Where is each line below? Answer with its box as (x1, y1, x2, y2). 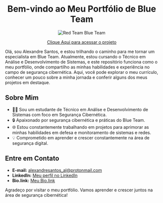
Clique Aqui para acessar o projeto (47, 39, 117, 45)
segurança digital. (12, 140, 49, 146)
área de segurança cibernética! (5, 192, 68, 198)
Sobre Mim (5, 94, 39, 102)
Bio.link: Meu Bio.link (12, 177, 55, 183)
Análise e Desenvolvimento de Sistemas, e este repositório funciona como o (5, 59, 158, 65)
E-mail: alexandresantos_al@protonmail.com (12, 167, 102, 173)
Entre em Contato (5, 154, 59, 163)
